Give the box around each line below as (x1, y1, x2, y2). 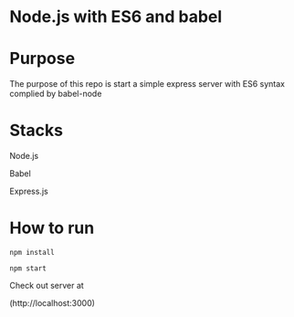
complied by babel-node (9, 89, 102, 100)
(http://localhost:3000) (9, 298, 96, 308)
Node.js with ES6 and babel (9, 6, 223, 27)
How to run (9, 217, 95, 238)
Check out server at (9, 280, 84, 291)
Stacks (9, 121, 64, 141)
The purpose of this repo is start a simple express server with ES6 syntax (9, 79, 286, 90)
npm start (9, 264, 47, 273)
